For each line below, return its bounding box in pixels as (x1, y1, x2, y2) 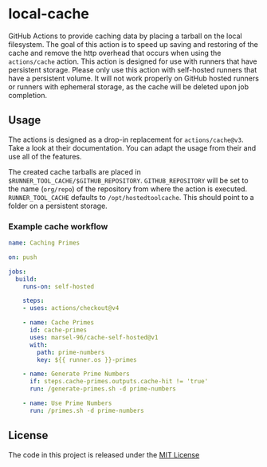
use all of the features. (8, 151, 82, 161)
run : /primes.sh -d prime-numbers (29, 406, 145, 414)
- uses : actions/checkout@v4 (22, 304, 120, 312)
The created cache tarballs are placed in (8, 167, 141, 176)
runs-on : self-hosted (22, 282, 94, 291)
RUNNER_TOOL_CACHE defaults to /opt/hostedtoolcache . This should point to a (8, 192, 254, 202)
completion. (8, 90, 48, 100)
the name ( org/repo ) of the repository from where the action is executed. (8, 184, 248, 194)
